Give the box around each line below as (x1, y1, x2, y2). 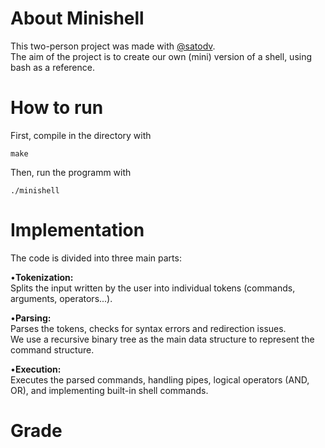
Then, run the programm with (10, 166, 132, 178)
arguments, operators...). (10, 292, 113, 304)
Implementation (10, 219, 145, 242)
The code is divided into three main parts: (10, 252, 182, 264)
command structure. (10, 343, 95, 356)
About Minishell (10, 7, 145, 30)
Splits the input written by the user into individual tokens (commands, (10, 282, 296, 294)
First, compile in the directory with (10, 129, 152, 141)
